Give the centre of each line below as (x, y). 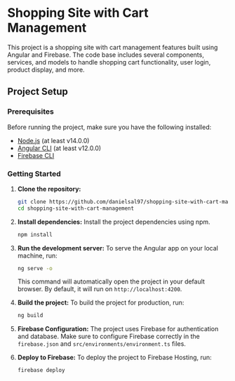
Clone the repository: (49, 189)
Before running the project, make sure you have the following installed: (109, 127)
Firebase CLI (36, 155)
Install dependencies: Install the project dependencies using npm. (114, 222)
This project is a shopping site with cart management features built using (113, 47)
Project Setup (38, 92)
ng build (30, 316)
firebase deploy (41, 370)
